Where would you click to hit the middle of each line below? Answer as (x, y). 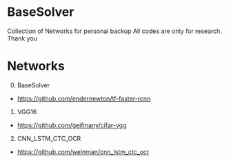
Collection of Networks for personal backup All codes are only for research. (115, 31)
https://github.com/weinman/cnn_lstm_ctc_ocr (83, 151)
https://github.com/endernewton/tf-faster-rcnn (84, 98)
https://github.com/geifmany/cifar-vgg (72, 125)
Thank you (22, 38)
